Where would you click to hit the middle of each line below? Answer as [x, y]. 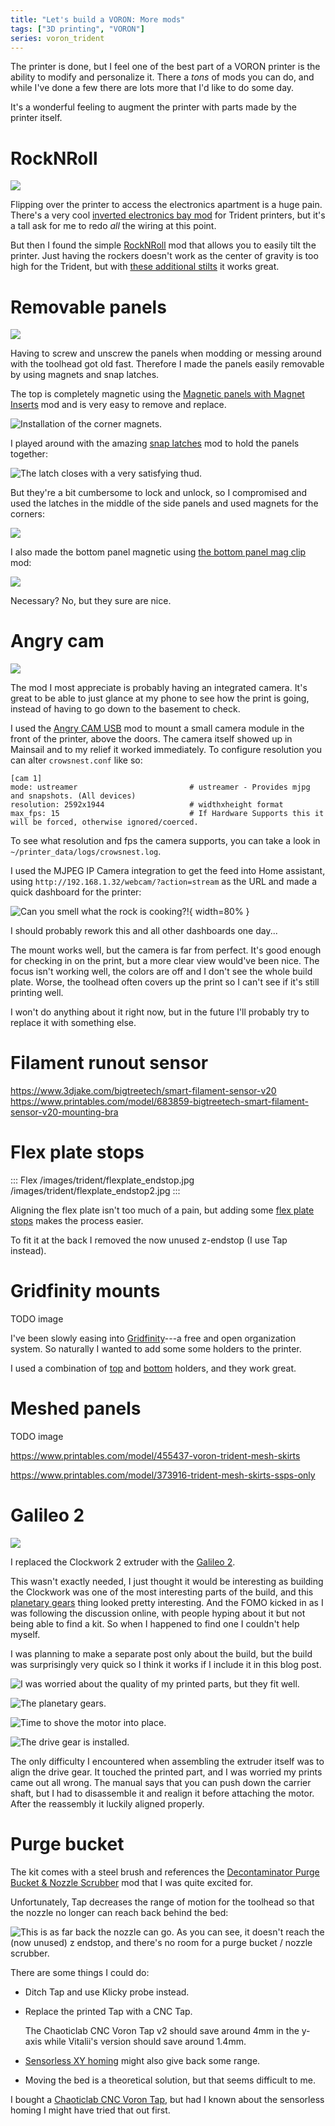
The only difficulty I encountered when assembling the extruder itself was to [167, 1761]
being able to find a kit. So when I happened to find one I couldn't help [155, 1623]
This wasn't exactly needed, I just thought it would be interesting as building [167, 1581]
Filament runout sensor [109, 1063]
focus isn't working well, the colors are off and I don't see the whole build [161, 972]
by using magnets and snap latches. [85, 375]
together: [29, 454]
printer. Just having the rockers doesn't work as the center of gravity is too [164, 256]
